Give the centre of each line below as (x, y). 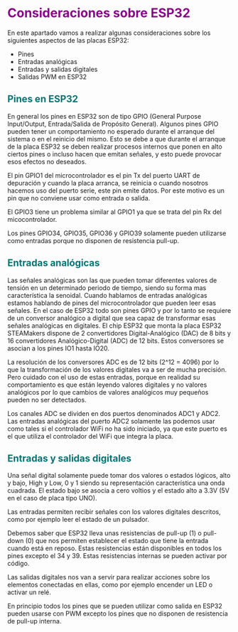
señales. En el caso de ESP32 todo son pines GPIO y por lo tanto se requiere (119, 310)
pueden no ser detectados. (47, 400)
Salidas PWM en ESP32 (52, 77)
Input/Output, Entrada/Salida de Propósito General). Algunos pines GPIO (113, 124)
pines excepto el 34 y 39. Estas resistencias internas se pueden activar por (117, 556)
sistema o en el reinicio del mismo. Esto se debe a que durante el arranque (117, 139)
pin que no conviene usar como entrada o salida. (79, 198)
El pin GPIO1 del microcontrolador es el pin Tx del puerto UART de (104, 175)
